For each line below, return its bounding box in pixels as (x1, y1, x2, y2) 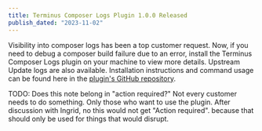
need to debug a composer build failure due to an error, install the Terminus (8, 49, 253, 58)
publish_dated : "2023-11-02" (8, 19, 104, 27)
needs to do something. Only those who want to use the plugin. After (8, 97, 231, 107)
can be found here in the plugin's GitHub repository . (8, 74, 176, 83)
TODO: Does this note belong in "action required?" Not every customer (8, 89, 238, 98)
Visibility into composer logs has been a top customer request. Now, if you (8, 40, 249, 49)
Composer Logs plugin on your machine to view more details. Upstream (8, 56, 241, 67)
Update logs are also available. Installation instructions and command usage (8, 65, 254, 75)
